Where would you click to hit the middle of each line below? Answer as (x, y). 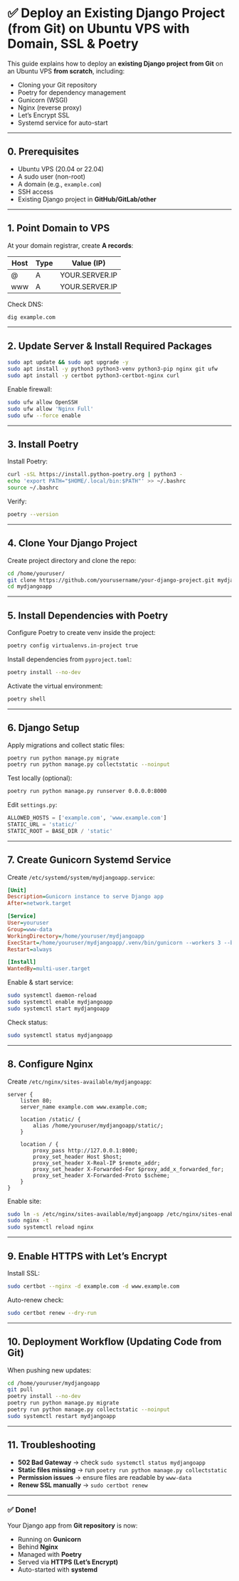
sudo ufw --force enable (44, 415)
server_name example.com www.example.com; (84, 1107)
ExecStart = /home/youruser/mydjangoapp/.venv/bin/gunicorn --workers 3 (114, 942)
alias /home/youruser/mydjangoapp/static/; (98, 1125)
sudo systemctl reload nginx (51, 1227)
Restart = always (30, 949)
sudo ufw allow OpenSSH (43, 402)
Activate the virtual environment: (55, 686)
